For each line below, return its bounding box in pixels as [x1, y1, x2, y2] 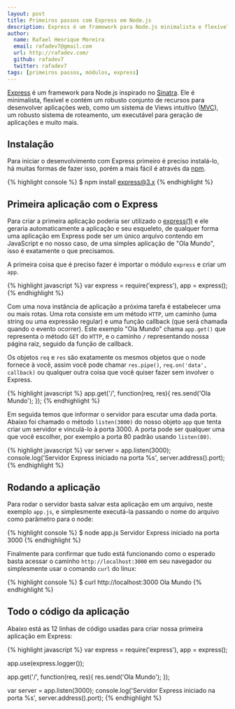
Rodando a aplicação [7, 481, 101, 493]
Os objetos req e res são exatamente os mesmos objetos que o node [7, 353, 206, 362]
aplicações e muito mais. [7, 118, 79, 126]
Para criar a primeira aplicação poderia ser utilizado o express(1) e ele [7, 217, 208, 225]
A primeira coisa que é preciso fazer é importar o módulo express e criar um [7, 260, 227, 269]
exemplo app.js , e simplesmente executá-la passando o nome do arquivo [7, 507, 220, 515]
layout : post [7, 10, 45, 18]
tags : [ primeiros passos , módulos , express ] [7, 69, 139, 76]
